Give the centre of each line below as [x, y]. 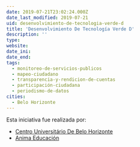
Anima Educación [37, 138]
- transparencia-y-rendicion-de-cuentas [64, 80]
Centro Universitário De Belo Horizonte [64, 131]
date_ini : [19, 52]
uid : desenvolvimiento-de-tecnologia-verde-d [65, 23]
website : [17, 46]
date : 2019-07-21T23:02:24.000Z [47, 12]
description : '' [27, 35]
